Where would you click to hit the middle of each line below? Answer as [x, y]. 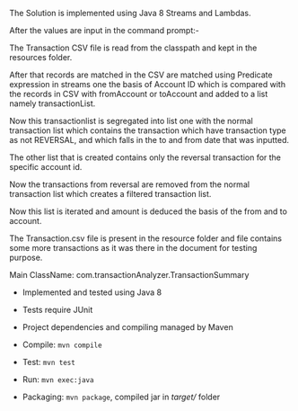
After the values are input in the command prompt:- [104, 30]
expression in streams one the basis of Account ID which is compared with [147, 84]
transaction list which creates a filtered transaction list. [110, 194]
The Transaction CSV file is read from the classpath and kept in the [133, 48]
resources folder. [41, 57]
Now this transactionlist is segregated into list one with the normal [131, 121]
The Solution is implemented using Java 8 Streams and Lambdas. [130, 13]
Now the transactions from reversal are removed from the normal [129, 184]
